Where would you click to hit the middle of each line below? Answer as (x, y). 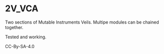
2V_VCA (22, 9)
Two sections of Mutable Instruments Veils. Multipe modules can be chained (82, 22)
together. (14, 27)
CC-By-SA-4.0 (20, 46)
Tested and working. (26, 37)
